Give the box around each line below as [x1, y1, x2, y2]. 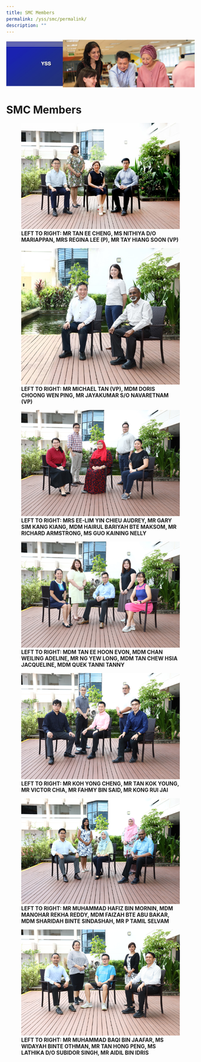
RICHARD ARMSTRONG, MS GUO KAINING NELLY [21, 530, 147, 537]
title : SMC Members [6, 10, 55, 16]
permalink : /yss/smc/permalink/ [6, 16, 87, 22]
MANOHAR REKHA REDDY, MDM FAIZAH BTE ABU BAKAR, [21, 911, 169, 919]
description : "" [6, 22, 47, 28]
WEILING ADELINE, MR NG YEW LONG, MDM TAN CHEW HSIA [21, 654, 178, 662]
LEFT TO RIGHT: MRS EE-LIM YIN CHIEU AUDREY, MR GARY [21, 516, 172, 524]
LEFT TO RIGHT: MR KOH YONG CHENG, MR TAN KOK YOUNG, [21, 780, 179, 787]
